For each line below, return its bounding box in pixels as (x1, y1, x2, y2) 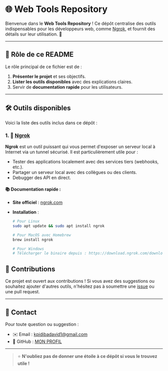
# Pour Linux (12, 219, 40, 224)
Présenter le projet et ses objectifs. (12, 73, 86, 79)
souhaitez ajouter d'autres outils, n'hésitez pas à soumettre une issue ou (5, 283, 154, 289)
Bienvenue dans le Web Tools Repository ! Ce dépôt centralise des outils (5, 20, 156, 26)
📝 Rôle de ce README (5, 50, 74, 59)
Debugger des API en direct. (12, 174, 71, 180)
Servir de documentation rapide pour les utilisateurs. (12, 84, 123, 90)
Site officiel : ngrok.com (12, 200, 63, 206)
